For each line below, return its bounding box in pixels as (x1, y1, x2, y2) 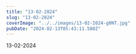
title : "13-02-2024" (6, 8, 58, 15)
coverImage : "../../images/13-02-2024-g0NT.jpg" (6, 20, 131, 26)
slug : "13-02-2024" (6, 14, 55, 20)
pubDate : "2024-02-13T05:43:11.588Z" (6, 25, 101, 32)
